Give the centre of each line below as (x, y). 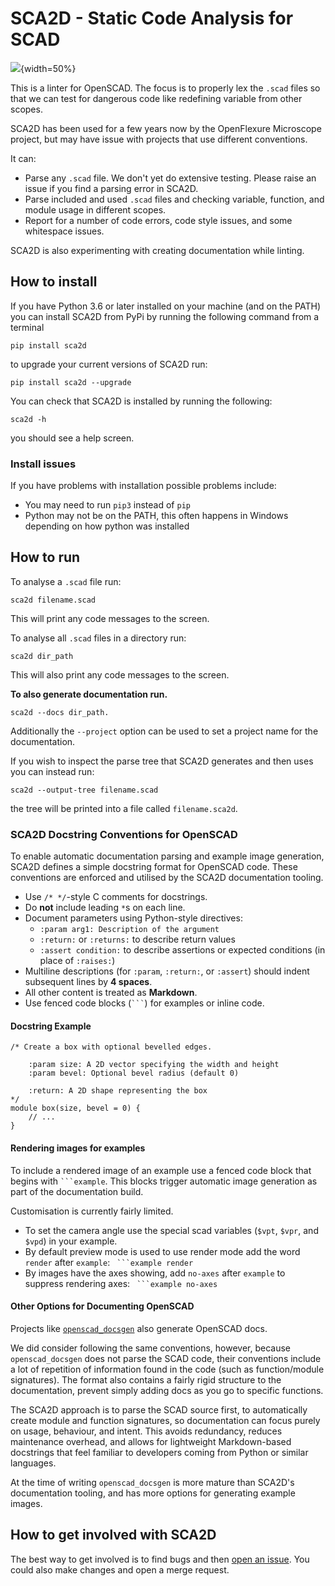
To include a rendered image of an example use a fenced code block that (161, 1170)
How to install (54, 282)
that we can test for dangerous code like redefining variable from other (156, 98)
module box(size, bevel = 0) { (75, 1108)
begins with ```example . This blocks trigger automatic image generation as (164, 1181)
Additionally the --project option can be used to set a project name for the (164, 731)
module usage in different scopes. (95, 209)
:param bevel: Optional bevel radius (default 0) (134, 1073)
